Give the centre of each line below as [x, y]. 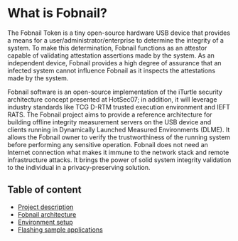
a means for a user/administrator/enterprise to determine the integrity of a [115, 40]
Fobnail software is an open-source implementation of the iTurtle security [115, 92]
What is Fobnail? [58, 13]
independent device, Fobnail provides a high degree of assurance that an [114, 63]
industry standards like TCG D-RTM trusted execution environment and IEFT [119, 107]
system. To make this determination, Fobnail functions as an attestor [107, 48]
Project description [45, 207]
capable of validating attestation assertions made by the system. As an [111, 55]
